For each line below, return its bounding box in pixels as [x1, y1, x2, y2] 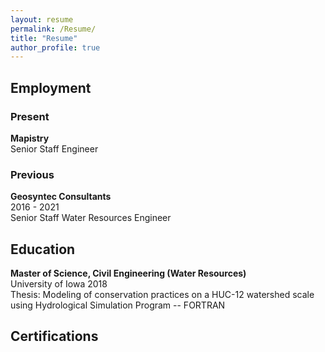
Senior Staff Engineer [10, 142, 99, 155]
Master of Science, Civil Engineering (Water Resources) [10, 267, 247, 280]
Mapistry [10, 132, 50, 144]
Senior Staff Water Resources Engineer [10, 212, 172, 224]
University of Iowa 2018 [10, 278, 108, 290]
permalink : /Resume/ [10, 24, 97, 34]
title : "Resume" [10, 33, 78, 43]
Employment [10, 79, 92, 96]
